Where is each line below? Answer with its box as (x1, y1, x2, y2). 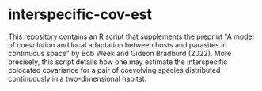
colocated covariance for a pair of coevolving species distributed (8, 65, 221, 74)
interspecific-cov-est (8, 6, 153, 24)
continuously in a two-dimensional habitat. (8, 74, 147, 83)
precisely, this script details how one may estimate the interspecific (8, 57, 228, 66)
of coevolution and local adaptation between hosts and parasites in (8, 40, 227, 49)
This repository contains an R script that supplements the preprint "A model (8, 32, 255, 41)
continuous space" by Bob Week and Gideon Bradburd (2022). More (8, 48, 232, 58)
